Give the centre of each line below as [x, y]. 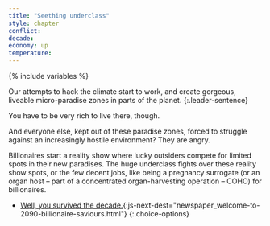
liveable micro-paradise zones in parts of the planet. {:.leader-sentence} [128, 100]
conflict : [25, 31]
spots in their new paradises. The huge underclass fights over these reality [132, 164]
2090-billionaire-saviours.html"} [73, 214]
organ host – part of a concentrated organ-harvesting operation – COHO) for [135, 181]
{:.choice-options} [159, 214]
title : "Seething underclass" [59, 16]
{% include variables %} [49, 76]
